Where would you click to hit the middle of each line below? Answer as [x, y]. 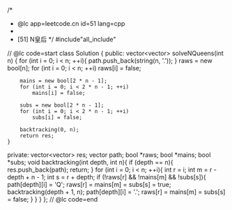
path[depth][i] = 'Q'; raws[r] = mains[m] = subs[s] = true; [89, 185]
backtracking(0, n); [49, 130]
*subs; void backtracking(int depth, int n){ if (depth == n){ [90, 162]
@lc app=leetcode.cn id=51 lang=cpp [71, 23]
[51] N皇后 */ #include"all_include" [67, 39]
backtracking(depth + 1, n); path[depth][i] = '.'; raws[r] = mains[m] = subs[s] [116, 192]
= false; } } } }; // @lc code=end [53, 199]
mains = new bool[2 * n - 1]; [64, 81]
